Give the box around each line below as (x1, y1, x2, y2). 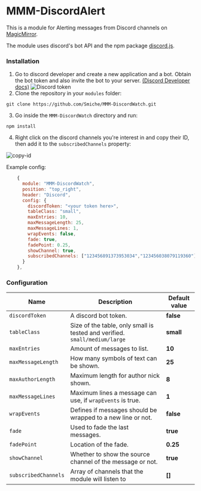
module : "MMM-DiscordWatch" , (22, 181, 95, 187)
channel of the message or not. (70, 457, 158, 466)
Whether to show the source (70, 450, 150, 459)
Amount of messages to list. (70, 345, 149, 353)
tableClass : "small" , (28, 209, 82, 215)
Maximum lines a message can (70, 388, 157, 397)
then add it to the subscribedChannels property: (14, 140, 132, 147)
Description (98, 298, 133, 306)
